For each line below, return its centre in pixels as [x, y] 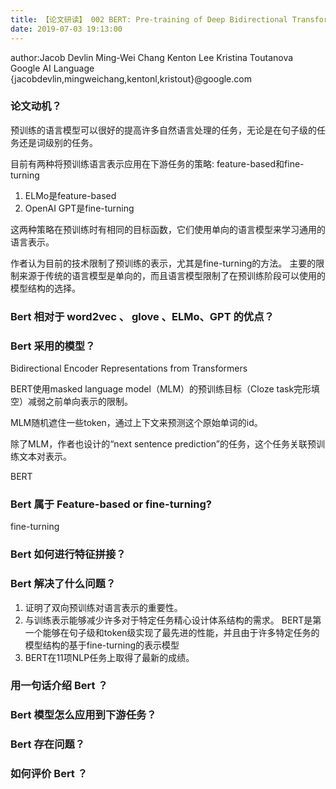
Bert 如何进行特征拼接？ [68, 554]
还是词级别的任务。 [58, 142]
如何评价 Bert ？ [49, 774]
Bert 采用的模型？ [53, 346]
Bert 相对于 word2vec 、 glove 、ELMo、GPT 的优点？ [142, 316]
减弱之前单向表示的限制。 [80, 402]
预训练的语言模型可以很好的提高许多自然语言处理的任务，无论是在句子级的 [163, 130]
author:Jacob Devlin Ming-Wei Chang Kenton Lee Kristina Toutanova [152, 57]
